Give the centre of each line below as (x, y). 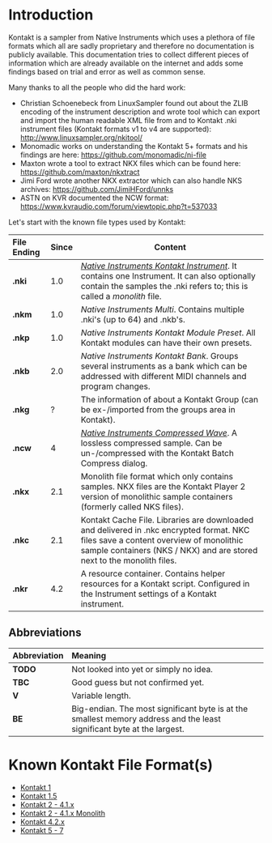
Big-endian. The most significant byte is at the (160, 709)
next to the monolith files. (129, 560)
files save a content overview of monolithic (162, 540)
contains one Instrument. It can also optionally (168, 275)
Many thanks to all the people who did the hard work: (97, 87)
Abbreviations (45, 633)
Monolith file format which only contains (157, 476)
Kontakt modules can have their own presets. (166, 343)
